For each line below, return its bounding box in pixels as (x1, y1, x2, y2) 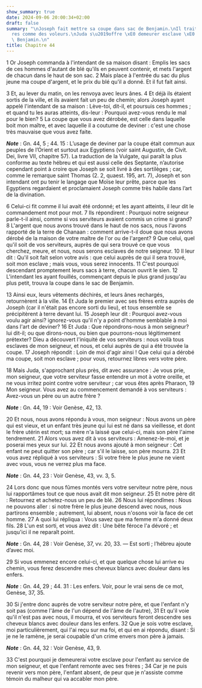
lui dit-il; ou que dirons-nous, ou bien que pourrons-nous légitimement (6, 329, 181, 336)
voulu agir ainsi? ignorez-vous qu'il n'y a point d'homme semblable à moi (6, 317, 188, 324)
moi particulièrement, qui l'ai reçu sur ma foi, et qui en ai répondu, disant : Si (6, 626, 195, 633)
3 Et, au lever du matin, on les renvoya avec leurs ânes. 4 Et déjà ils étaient (6, 90, 191, 97)
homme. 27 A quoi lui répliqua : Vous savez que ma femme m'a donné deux (6, 515, 194, 522)
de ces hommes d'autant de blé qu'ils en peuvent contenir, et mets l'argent (6, 65, 192, 72)
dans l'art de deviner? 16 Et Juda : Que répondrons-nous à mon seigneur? (6, 323, 189, 330)
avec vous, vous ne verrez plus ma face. (6, 460, 106, 467)
